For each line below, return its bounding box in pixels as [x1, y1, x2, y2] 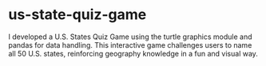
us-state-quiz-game [8, 6, 147, 24]
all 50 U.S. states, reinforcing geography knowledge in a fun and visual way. [8, 49, 258, 58]
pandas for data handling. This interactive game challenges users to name [8, 40, 252, 49]
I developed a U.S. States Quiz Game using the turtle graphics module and [8, 32, 253, 41]
